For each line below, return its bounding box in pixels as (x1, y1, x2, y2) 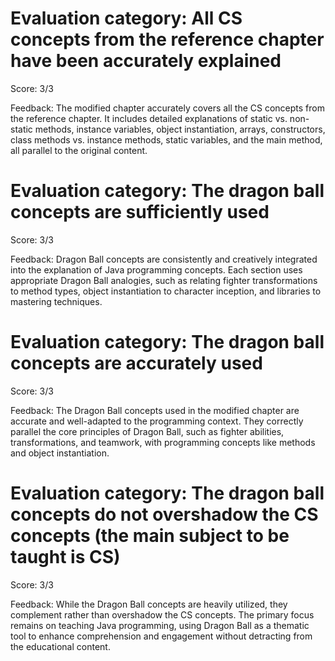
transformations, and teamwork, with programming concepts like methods (10, 436, 316, 448)
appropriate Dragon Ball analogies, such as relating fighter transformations (10, 274, 318, 286)
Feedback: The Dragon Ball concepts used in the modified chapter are (10, 404, 300, 416)
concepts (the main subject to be (10, 525, 290, 547)
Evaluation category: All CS (10, 7, 243, 30)
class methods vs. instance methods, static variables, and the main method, (10, 133, 323, 146)
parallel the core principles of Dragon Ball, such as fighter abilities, (10, 425, 285, 437)
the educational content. (10, 640, 111, 652)
